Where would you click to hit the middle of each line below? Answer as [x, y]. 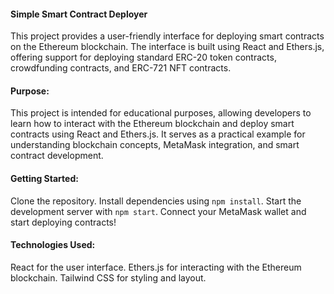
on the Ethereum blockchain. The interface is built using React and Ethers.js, [167, 47]
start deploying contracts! [63, 222]
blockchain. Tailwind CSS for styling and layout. [108, 277]
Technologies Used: [53, 245]
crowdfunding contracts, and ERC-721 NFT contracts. [121, 68]
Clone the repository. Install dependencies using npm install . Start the [156, 201]
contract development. [57, 156]
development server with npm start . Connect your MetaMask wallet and [158, 211]
